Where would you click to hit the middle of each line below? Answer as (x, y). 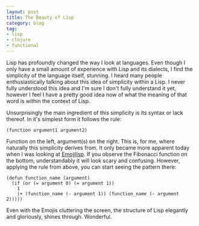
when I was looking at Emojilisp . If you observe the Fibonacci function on (97, 154)
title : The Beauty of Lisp (40, 17)
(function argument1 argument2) (47, 130)
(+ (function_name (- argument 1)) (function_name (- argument (98, 193)
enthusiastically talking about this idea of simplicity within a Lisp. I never (96, 81)
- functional (23, 46)
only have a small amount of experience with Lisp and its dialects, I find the (99, 69)
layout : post (23, 12)
